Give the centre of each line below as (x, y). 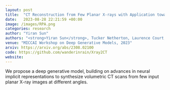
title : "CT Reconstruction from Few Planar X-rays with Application (80, 15)
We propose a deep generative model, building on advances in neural (78, 71)
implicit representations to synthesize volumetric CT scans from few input (82, 77)
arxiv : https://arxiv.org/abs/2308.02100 (50, 48)
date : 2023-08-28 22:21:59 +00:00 (44, 19)
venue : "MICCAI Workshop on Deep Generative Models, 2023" (69, 43)
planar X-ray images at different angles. (47, 82)
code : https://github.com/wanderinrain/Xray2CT (56, 52)
